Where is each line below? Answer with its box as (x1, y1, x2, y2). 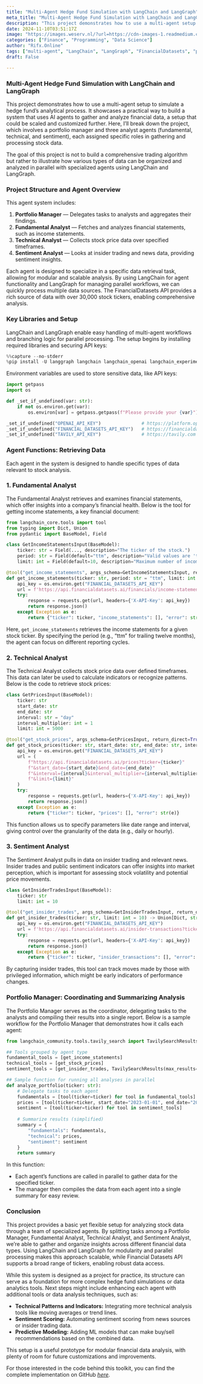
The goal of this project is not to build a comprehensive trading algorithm (6, 151, 188, 158)
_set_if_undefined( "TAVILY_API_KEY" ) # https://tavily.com (6, 431, 196, 438)
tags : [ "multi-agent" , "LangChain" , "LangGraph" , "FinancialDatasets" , (6, 48, 190, 55)
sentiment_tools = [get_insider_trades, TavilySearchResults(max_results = (6, 1066, 199, 1072)
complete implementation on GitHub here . (6, 1371, 111, 1378)
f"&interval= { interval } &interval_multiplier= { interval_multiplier (28, 770, 199, 776)
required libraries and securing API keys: (6, 342, 108, 349)
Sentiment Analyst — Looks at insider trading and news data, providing (14, 250, 195, 257)
